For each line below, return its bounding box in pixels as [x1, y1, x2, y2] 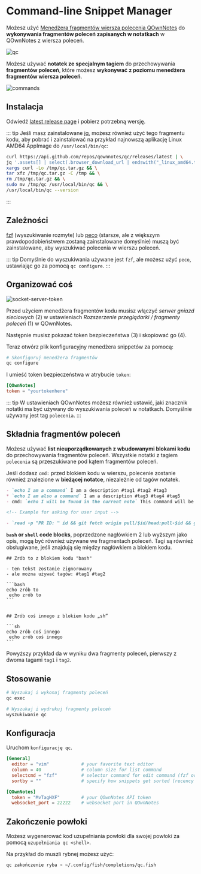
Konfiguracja [6, 728, 56, 738]
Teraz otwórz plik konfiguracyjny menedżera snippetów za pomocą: [6, 343, 173, 350]
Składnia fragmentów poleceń [6, 429, 121, 439]
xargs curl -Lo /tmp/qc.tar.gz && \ [6, 165, 98, 171]
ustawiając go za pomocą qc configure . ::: [6, 262, 111, 269]
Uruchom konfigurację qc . [6, 744, 73, 751]
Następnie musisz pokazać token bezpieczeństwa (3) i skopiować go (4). [6, 331, 187, 338]
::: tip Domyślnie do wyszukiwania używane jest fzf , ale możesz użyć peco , [6, 256, 191, 263]
